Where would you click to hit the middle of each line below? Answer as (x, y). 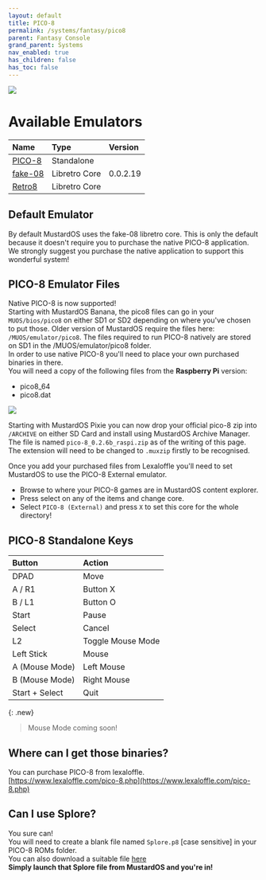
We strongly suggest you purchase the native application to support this (126, 251)
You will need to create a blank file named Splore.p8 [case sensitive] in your (133, 842)
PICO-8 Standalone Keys (71, 540)
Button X (99, 589)
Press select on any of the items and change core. (102, 499)
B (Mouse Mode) (44, 680)
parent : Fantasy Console (49, 38)
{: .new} (21, 713)
